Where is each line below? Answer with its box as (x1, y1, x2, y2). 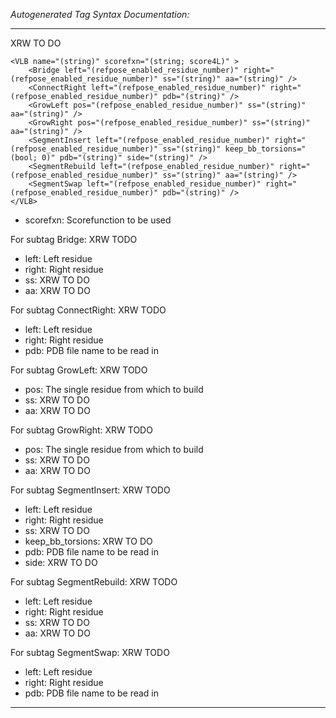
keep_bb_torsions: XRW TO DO (24, 535, 153, 547)
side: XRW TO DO (24, 557, 98, 568)
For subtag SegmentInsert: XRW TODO (10, 484, 171, 496)
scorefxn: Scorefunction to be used (24, 214, 172, 226)
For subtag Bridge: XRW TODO (10, 234, 138, 245)
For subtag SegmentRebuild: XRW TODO (10, 576, 178, 588)
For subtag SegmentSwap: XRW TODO (10, 647, 170, 658)
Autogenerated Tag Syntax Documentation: (10, 9, 190, 20)
